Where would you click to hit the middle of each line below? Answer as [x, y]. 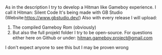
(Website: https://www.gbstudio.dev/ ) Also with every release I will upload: [81, 18]
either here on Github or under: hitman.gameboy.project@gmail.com [82, 38]
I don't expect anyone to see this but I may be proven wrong [67, 47]
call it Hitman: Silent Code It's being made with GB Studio [64, 12]
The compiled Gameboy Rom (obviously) [54, 27]
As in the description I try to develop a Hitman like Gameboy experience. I [81, 7]
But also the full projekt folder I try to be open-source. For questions [82, 32]
